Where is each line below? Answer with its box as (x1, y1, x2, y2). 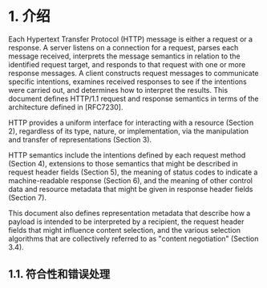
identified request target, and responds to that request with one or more (8, 59, 246, 69)
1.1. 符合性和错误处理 (8, 267, 111, 281)
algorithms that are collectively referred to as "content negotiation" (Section (8, 234, 259, 243)
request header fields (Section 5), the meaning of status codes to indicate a (8, 167, 258, 177)
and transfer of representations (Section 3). (8, 134, 152, 144)
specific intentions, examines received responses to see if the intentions (8, 77, 247, 86)
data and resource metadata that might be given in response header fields (8, 184, 254, 194)
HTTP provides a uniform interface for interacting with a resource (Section (8, 118, 254, 127)
